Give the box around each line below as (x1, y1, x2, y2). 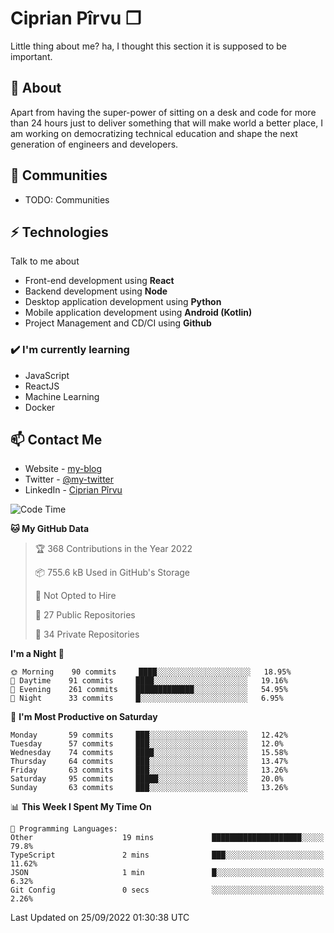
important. (10, 50, 53, 62)
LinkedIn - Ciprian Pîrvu (24, 484, 123, 496)
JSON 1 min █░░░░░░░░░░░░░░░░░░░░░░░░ (10, 868, 325, 878)
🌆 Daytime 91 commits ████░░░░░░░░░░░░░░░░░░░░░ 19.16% (10, 676, 288, 686)
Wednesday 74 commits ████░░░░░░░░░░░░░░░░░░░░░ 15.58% (10, 748, 288, 758)
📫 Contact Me (10, 432, 103, 449)
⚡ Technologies (10, 223, 109, 241)
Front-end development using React (24, 275, 175, 287)
